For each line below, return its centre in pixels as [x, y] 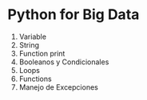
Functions [36, 79]
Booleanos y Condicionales [64, 62]
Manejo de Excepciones [59, 87]
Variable [33, 37]
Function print [42, 53]
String [29, 44]
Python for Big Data [73, 15]
